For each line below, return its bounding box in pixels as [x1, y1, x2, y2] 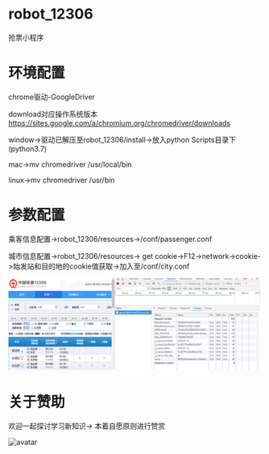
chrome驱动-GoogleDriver [8, 92, 95, 102]
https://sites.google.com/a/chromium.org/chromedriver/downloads [8, 118, 231, 127]
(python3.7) [8, 144, 48, 153]
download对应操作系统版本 [8, 109, 98, 119]
